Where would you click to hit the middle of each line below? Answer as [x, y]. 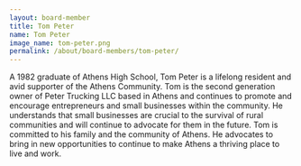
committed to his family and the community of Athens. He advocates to [141, 134]
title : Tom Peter [42, 26]
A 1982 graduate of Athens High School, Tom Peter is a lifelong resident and [150, 77]
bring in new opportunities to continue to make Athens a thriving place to [145, 144]
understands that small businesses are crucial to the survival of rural [137, 115]
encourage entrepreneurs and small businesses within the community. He [146, 106]
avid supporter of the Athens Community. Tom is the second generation [142, 87]
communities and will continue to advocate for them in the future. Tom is [144, 125]
